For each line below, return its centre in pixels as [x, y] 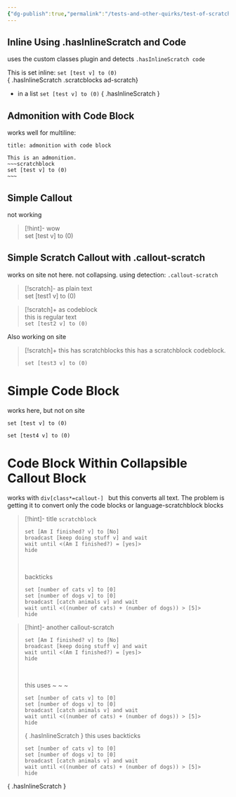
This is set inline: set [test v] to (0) [62, 73]
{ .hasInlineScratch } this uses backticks [83, 735]
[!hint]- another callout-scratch [69, 627]
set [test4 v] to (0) [39, 435]
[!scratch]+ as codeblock [61, 309]
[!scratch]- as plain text [58, 288]
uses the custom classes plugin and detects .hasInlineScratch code [106, 59]
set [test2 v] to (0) [56, 324]
